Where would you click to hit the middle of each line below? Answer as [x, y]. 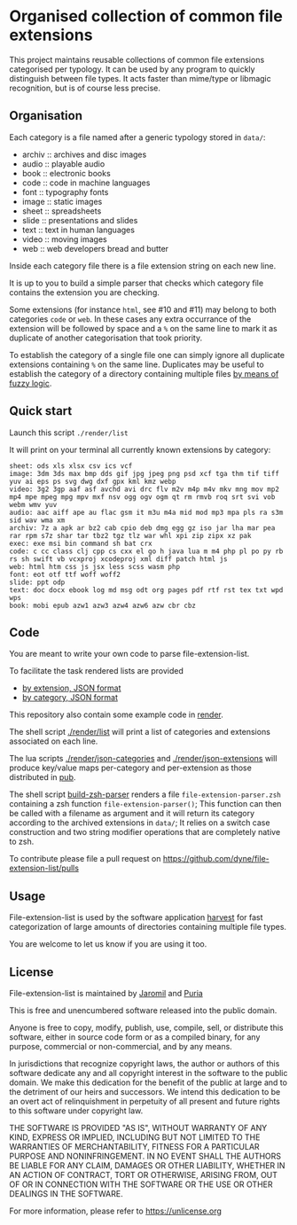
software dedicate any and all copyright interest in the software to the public [148, 1073]
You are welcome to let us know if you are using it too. [108, 944]
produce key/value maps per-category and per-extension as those [131, 768]
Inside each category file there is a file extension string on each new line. [143, 265]
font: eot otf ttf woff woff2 [65, 574]
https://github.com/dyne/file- [216, 859]
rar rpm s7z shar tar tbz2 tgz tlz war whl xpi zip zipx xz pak [130, 535]
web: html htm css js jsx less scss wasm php [94, 566]
